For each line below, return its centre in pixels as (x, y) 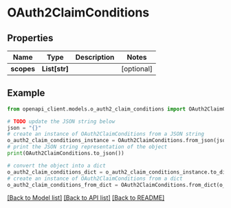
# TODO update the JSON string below (61, 122)
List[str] (55, 69)
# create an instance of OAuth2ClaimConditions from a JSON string (106, 134)
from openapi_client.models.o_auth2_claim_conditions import (97, 109)
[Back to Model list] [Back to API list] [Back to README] (86, 198)
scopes (23, 69)
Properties (30, 38)
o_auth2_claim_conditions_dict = (55, 172)
